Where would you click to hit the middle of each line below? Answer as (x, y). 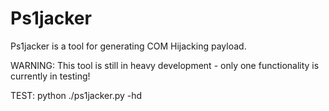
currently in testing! (50, 76)
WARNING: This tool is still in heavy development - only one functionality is (165, 65)
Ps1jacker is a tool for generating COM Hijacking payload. (128, 46)
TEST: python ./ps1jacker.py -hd (76, 95)
